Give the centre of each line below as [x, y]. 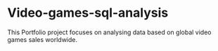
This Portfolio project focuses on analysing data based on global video [109, 32]
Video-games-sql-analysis [88, 13]
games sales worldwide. [42, 39]
